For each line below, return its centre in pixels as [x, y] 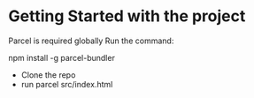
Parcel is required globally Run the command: [91, 41]
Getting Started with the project [127, 16]
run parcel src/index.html [67, 84]
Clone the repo [48, 75]
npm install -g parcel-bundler [62, 57]
